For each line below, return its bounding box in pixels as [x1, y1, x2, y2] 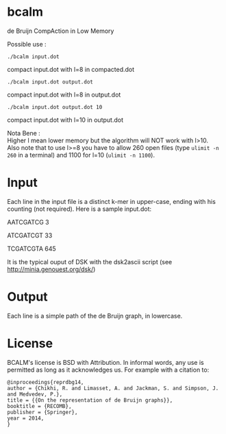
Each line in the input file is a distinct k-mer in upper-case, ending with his [7, 197, 216, 205]
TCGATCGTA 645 [7, 244, 56, 253]
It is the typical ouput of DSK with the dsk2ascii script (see [7, 257, 173, 266]
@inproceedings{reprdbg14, [7, 379, 84, 385]
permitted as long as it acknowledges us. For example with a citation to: [7, 366, 210, 374]
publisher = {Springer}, [7, 409, 78, 416]
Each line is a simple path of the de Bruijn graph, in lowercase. [7, 311, 183, 320]
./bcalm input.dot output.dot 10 [7, 103, 103, 110]
